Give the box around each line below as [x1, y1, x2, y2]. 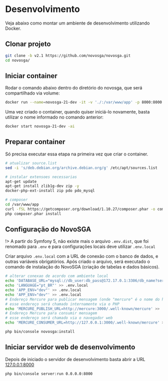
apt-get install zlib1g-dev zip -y [5, 183, 79, 188]
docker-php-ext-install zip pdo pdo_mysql [5, 188, 95, 193]
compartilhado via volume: [5, 90, 60, 96]
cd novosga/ [5, 57, 30, 63]
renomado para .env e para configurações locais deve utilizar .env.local [5, 243, 156, 249]
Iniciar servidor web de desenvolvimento [5, 343, 135, 351]
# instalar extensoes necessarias [5, 174, 77, 179]
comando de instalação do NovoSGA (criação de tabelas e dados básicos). [5, 264, 160, 270]
